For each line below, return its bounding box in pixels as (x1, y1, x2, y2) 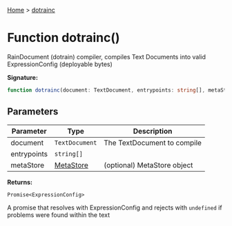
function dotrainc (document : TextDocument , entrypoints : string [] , (7, 86, 206, 94)
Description (133, 126, 173, 136)
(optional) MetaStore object (103, 160, 193, 169)
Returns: (7, 178, 33, 186)
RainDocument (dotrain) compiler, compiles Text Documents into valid (7, 52, 206, 61)
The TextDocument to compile (103, 138, 202, 147)
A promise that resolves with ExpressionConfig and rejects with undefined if (7, 203, 222, 212)
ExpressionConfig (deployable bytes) (7, 60, 113, 68)
